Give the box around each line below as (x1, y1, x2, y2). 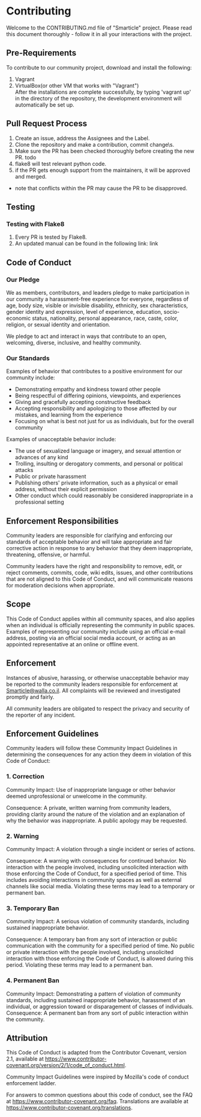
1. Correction (6, 773, 45, 781)
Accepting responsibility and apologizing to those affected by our (14, 405, 177, 412)
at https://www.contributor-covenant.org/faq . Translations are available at (6, 1098, 189, 1105)
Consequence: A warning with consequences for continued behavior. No (6, 857, 187, 865)
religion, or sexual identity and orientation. (6, 320, 111, 328)
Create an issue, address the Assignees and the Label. (14, 134, 150, 142)
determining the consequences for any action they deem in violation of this (6, 751, 192, 758)
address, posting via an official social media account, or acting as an (6, 634, 176, 641)
